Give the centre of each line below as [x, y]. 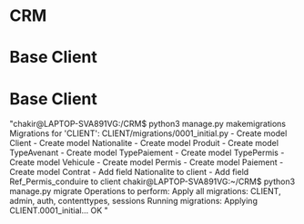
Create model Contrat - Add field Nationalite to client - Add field [129, 172]
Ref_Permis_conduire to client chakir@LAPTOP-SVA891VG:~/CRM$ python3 [152, 181]
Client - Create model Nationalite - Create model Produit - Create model [144, 143]
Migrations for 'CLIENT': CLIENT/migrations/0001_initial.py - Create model [148, 133]
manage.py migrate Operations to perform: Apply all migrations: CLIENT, [145, 191]
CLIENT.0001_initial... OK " [59, 210]
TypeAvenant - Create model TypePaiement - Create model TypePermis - [147, 153]
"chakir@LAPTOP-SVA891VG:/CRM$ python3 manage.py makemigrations [148, 124]
